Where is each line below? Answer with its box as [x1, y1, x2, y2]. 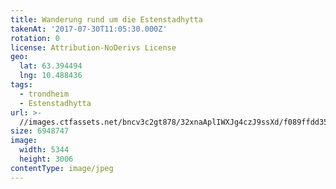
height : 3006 [19, 154, 74, 164]
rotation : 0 [10, 33, 60, 43]
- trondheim [19, 89, 70, 99]
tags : [10, 80, 33, 90]
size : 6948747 [10, 126, 70, 136]
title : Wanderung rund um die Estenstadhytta [10, 14, 203, 25]
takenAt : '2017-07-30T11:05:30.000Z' [10, 24, 168, 34]
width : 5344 [19, 145, 70, 155]
